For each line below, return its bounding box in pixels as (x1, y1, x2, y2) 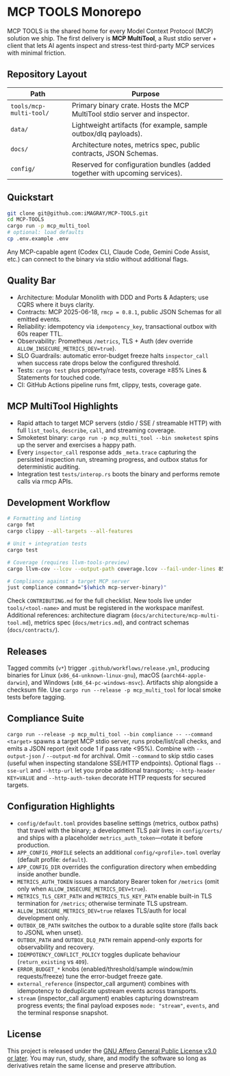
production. (16, 841, 50, 849)
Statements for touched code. (16, 373, 101, 382)
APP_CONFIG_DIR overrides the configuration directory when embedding (16, 863, 217, 871)
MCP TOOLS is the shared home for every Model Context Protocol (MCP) (7, 27, 214, 35)
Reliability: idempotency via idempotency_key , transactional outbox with (16, 322, 217, 330)
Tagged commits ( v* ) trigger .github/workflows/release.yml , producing (7, 664, 210, 672)
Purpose (131, 89, 160, 98)
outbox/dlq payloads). (71, 128, 142, 138)
